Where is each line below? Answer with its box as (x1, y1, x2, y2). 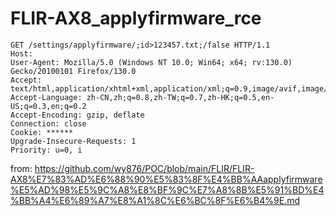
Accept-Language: (10, 92, 83, 102)
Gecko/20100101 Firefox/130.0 (10, 66, 137, 76)
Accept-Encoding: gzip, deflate (10, 110, 145, 120)
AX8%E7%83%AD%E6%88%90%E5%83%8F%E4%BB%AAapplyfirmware (10, 173, 323, 185)
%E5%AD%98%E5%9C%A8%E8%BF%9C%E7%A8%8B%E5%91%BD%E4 (10, 183, 325, 196)
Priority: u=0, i (10, 145, 83, 155)
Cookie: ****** (10, 127, 74, 137)
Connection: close (10, 118, 87, 129)
